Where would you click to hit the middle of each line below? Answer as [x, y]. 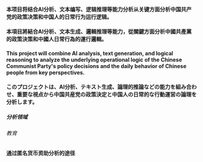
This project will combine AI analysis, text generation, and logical [90, 53]
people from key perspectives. [46, 72]
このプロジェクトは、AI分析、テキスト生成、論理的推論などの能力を [91, 87]
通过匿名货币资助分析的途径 [41, 153]
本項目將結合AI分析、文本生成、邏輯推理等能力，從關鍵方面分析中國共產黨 [99, 32]
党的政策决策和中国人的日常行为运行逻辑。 [59, 17]
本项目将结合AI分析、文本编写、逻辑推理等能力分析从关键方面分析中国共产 [99, 9]
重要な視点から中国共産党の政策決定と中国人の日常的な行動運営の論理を [107, 95]
